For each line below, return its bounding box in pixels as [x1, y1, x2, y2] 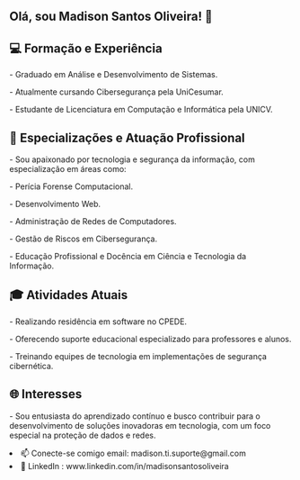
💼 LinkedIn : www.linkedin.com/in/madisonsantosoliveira [21, 460, 229, 471]
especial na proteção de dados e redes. [9, 430, 156, 440]
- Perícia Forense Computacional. [9, 181, 134, 192]
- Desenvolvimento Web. [9, 199, 101, 210]
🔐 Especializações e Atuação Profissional [9, 130, 245, 145]
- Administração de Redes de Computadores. [9, 216, 177, 227]
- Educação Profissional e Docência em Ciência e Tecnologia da [9, 251, 247, 262]
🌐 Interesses [9, 386, 83, 402]
